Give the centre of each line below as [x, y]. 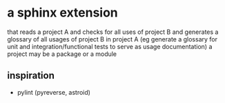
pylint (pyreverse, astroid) [54, 92]
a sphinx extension [63, 13]
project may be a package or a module [62, 54]
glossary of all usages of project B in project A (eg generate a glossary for [112, 39]
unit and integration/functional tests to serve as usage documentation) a [110, 46]
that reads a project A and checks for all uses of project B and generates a [113, 32]
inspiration [31, 76]
